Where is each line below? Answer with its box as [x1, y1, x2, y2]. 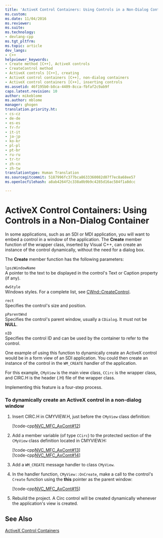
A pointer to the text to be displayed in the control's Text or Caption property [5, 270, 158, 276]
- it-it [5, 130, 21, 135]
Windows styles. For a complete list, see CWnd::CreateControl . [5, 289, 131, 295]
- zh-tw [5, 166, 21, 171]
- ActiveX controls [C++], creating [5, 71, 79, 76]
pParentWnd [5, 312, 27, 317]
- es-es [5, 120, 21, 125]
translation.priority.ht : [5, 107, 57, 112]
